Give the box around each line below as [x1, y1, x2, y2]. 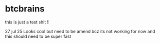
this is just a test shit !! [5, 19, 50, 25]
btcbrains [5, 3, 45, 14]
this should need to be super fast [5, 33, 71, 39]
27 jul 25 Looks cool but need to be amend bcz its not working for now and [5, 28, 156, 34]
